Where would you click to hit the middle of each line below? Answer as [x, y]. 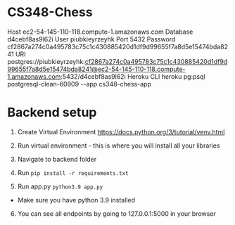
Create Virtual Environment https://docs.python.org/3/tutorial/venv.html [121, 131]
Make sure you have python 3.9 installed [76, 200]
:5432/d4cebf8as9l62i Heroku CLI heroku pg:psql [133, 76]
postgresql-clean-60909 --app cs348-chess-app [79, 84]
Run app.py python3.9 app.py [60, 186]
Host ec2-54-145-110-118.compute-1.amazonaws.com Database [100, 32]
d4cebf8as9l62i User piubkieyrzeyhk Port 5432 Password [91, 39]
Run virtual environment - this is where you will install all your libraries [119, 146]
